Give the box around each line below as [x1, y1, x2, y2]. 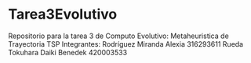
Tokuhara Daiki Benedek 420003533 [8, 47, 128, 57]
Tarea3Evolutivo [8, 5, 118, 23]
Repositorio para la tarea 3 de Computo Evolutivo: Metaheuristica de [8, 31, 229, 40]
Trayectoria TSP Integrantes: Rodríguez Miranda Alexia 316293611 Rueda [8, 39, 244, 48]
